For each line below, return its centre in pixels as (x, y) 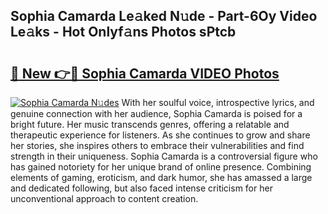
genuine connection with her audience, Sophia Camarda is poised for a (156, 113)
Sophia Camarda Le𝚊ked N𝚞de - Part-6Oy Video (164, 16)
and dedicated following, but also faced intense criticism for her (141, 188)
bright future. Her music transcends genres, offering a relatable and (150, 124)
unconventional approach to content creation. (104, 198)
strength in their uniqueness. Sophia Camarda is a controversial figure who (164, 156)
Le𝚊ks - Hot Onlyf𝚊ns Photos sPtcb (123, 32)
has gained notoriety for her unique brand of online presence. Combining (161, 167)
